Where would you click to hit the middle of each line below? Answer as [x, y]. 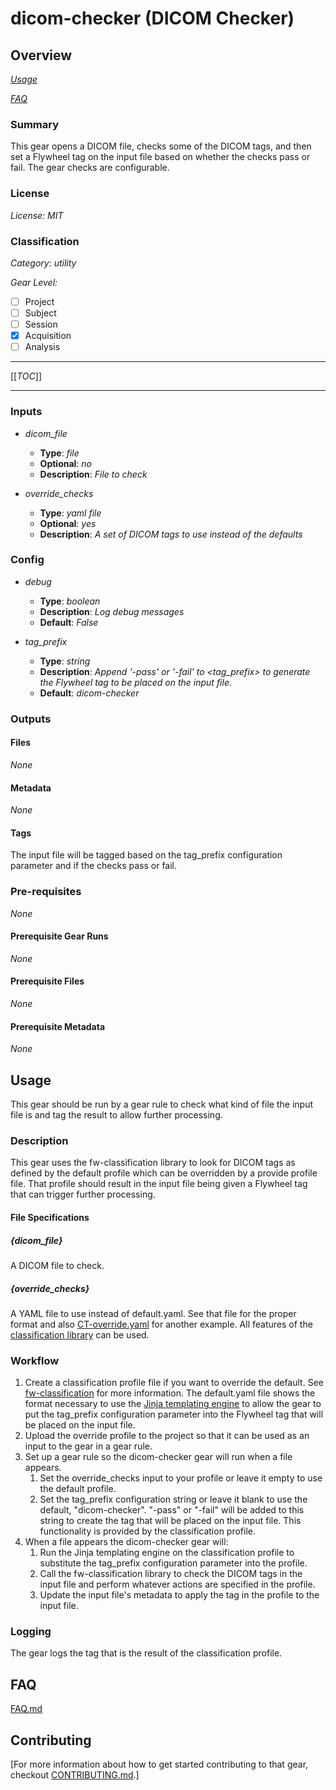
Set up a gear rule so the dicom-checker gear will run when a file [158, 1457]
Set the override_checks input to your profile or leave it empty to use [181, 1478]
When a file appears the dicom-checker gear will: [126, 1542]
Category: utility [43, 263]
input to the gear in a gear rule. [88, 1446]
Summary [35, 124]
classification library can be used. [80, 1334]
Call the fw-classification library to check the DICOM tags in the [171, 1574]
